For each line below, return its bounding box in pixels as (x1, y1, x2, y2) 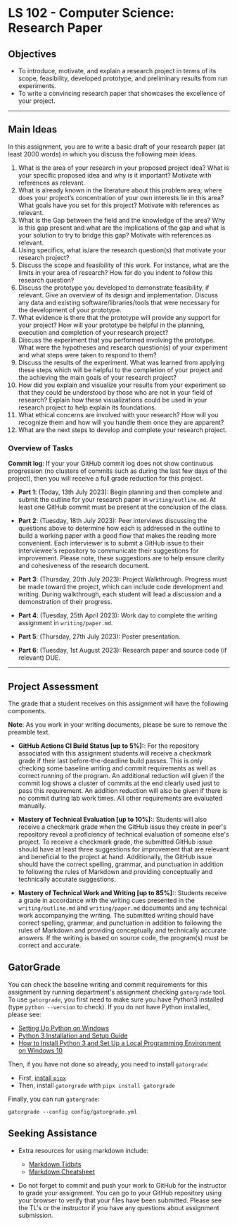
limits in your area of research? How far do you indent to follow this (18, 268, 213, 276)
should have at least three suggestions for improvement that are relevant (18, 844, 229, 854)
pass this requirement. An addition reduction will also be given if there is (18, 786, 228, 794)
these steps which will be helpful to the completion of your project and (18, 365, 223, 374)
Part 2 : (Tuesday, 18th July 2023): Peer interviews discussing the (18, 517, 207, 525)
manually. (18, 801, 46, 810)
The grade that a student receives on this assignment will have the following (8, 699, 229, 708)
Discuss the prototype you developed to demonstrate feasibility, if (18, 283, 210, 292)
